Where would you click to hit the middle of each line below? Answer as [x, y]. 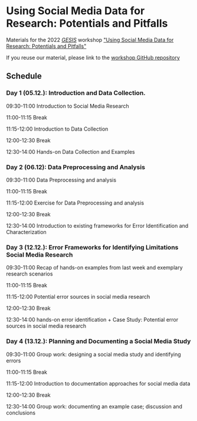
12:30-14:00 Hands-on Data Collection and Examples [70, 151]
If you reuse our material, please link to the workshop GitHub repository [93, 57]
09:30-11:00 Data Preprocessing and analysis [61, 180]
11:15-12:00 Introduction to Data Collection [57, 129]
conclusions [21, 413]
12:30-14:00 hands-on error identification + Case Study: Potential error [92, 320]
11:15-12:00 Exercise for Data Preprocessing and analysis [75, 203]
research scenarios [29, 274]
